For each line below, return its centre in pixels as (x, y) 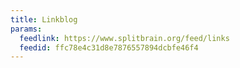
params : (26, 29)
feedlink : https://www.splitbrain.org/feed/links (124, 38)
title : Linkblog (44, 19)
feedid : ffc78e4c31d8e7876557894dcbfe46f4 (109, 47)
